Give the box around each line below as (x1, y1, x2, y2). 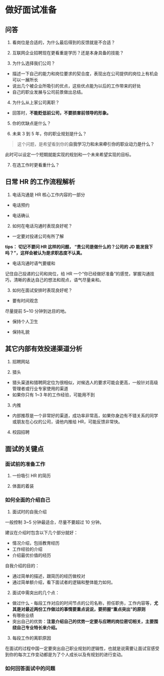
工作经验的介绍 (12, 546, 43, 552)
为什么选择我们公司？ (12, 60, 55, 66)
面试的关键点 (5, 445, 44, 453)
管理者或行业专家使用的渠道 (12, 385, 69, 391)
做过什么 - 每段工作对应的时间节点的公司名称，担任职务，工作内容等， (12, 600, 154, 606)
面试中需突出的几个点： (12, 589, 60, 596)
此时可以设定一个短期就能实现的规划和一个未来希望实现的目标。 (5, 151, 134, 157)
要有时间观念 (12, 298, 38, 303)
